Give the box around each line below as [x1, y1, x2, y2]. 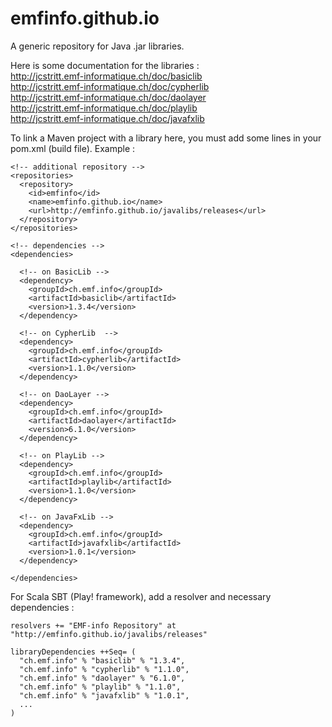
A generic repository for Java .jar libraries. [10, 40, 185, 52]
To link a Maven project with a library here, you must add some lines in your [10, 132, 322, 144]
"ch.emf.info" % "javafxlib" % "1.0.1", [19, 690, 190, 701]
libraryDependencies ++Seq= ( [10, 647, 137, 657]
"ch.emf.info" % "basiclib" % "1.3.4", [19, 655, 186, 666]
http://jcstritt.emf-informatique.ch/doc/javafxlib [10, 112, 205, 124]
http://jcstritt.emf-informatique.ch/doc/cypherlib [10, 80, 210, 92]
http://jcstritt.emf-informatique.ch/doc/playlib [10, 102, 198, 114]
